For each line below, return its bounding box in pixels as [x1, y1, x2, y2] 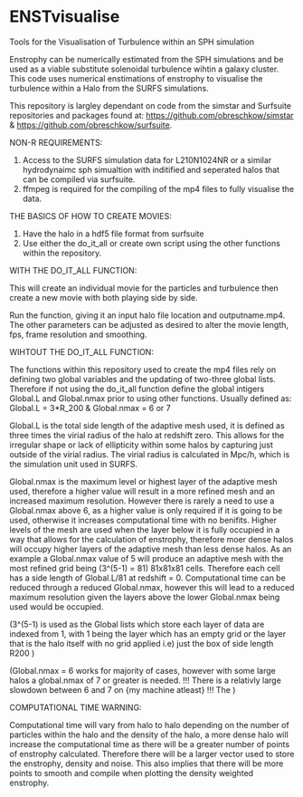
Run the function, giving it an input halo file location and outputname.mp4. [9, 310, 286, 321]
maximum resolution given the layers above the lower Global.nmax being [9, 591, 280, 602]
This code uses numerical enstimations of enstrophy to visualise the [9, 72, 263, 83]
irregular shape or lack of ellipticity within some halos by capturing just [9, 439, 273, 450]
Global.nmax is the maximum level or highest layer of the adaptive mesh [9, 475, 278, 486]
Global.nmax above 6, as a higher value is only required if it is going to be [9, 504, 283, 515]
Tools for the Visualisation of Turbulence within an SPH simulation [9, 36, 255, 47]
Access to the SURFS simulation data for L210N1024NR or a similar [22, 154, 272, 165]
